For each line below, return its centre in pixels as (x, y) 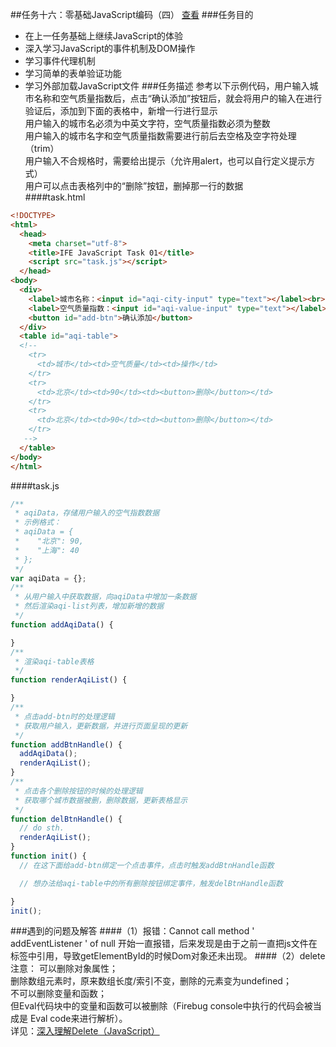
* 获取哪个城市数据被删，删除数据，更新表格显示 (101, 800)
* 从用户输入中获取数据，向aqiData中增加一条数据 (105, 597)
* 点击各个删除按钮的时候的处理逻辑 (78, 791)
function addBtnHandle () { (66, 744)
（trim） (42, 148)
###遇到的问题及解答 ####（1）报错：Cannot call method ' (132, 931)
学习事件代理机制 (60, 61)
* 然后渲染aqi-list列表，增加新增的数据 (89, 606)
